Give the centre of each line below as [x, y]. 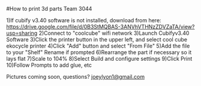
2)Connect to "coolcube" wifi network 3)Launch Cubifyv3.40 [114, 33]
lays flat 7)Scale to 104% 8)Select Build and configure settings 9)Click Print [99, 59]
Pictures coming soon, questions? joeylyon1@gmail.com [76, 77]
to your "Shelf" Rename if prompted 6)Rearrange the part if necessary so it [99, 52]
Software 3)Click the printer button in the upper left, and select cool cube [97, 39]
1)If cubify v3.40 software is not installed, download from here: [84, 20]
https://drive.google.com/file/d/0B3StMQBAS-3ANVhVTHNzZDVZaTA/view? [100, 27]
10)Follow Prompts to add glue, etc [49, 65]
